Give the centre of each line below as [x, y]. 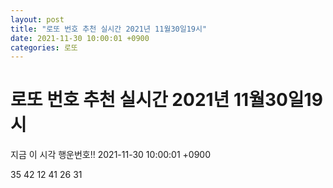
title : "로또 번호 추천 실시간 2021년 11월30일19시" [109, 29]
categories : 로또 [44, 47]
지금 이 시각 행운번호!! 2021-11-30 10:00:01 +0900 [111, 155]
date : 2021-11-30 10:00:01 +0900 [80, 38]
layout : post [37, 19]
